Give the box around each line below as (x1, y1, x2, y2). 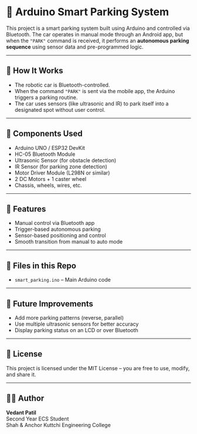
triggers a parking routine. (14, 94, 78, 101)
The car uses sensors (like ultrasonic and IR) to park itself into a (14, 100, 169, 107)
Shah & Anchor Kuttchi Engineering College (6, 421, 111, 428)
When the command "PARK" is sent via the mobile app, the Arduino (14, 87, 175, 94)
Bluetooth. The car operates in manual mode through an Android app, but (6, 30, 184, 37)
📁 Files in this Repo (6, 261, 76, 271)
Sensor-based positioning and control (14, 232, 107, 239)
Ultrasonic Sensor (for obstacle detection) (14, 156, 117, 163)
